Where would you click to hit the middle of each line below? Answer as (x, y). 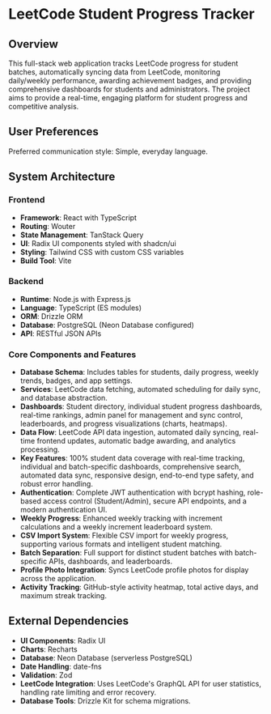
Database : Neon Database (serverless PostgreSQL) (106, 657)
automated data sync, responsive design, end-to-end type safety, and (137, 475)
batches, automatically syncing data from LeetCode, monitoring (114, 72)
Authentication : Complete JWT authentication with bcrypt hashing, (133, 493)
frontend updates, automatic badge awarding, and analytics (136, 441)
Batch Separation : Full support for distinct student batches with (126, 553)
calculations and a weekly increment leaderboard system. (116, 527)
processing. (40, 449)
